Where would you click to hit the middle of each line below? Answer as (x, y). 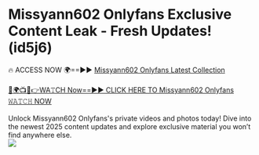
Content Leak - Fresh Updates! (110, 31)
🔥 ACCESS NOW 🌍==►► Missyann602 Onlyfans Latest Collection (117, 70)
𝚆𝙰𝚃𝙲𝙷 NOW (30, 101)
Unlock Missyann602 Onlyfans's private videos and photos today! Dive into (130, 118)
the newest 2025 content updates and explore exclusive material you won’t (129, 126)
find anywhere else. (40, 135)
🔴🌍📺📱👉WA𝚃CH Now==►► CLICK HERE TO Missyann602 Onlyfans (121, 90)
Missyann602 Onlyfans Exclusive (120, 14)
